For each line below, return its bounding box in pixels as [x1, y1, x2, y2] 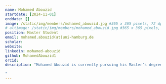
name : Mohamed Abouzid [5, 7, 52, 12]
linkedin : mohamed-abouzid [5, 48, 61, 53]
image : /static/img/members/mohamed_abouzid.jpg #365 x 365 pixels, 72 [5, 21, 156, 26]
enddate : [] [5, 16, 30, 21]
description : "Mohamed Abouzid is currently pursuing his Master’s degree [5, 62, 163, 67]
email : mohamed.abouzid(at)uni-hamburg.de [5, 35, 94, 40]
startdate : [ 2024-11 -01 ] [5, 12, 56, 17]
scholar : [5, 40, 23, 44]
